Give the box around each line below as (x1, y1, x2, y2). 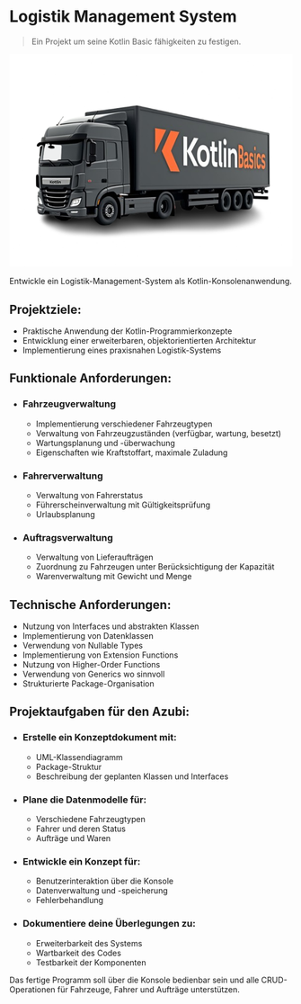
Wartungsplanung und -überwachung (35, 437, 175, 448)
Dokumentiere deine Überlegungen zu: (22, 918, 196, 930)
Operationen (9, 983, 56, 995)
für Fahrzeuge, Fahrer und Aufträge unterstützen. (57, 983, 241, 995)
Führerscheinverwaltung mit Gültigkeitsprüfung (35, 499, 211, 510)
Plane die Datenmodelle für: (22, 793, 146, 806)
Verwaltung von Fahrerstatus (35, 489, 144, 500)
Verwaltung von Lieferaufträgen (35, 551, 155, 563)
